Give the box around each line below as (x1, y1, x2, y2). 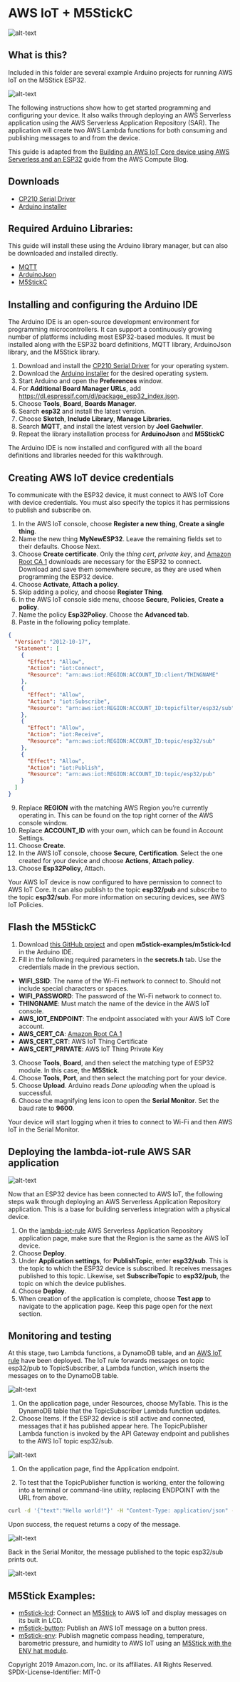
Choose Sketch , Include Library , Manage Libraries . (18, 414, 172, 423)
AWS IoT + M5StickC (8, 5, 133, 21)
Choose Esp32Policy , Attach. (18, 864, 105, 872)
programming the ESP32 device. (18, 573, 114, 581)
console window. (18, 818, 68, 827)
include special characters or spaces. (18, 984, 129, 993)
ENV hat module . (18, 1646, 68, 1655)
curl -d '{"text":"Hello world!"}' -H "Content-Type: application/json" (8, 1508, 229, 1515)
